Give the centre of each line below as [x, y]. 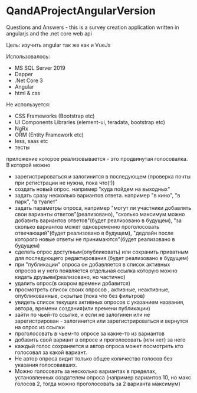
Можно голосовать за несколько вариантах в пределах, [86, 371]
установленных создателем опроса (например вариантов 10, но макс [103, 377]
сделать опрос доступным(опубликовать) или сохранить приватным [101, 252]
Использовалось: [28, 56]
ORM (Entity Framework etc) [49, 135]
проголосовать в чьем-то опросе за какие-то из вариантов [90, 333]
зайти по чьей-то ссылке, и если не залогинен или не [82, 314]
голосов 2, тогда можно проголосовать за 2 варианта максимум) [98, 384]
